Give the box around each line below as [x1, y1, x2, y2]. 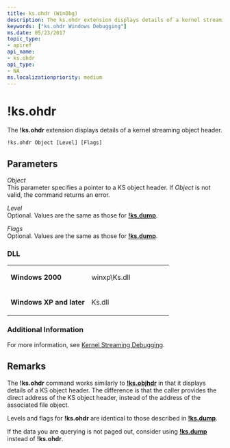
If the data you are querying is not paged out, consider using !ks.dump [7, 427, 207, 436]
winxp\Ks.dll [91, 272, 131, 282]
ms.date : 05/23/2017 [7, 29, 66, 36]
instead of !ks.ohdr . [7, 434, 64, 443]
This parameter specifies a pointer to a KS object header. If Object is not [7, 183, 211, 192]
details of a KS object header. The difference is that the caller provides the [7, 386, 217, 394]
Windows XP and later [10, 298, 85, 307]
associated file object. [7, 401, 70, 409]
